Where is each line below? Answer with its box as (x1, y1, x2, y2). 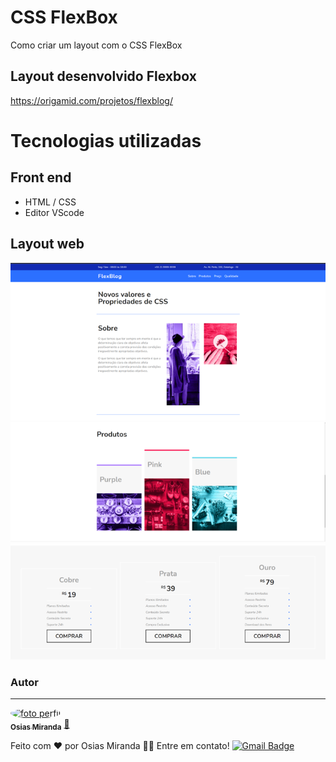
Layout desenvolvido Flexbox (10, 68, 197, 85)
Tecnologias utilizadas (10, 129, 202, 152)
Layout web (10, 236, 85, 253)
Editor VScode (24, 206, 85, 218)
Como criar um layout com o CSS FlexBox (10, 39, 183, 51)
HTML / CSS (24, 196, 77, 208)
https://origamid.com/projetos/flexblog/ (10, 94, 174, 106)
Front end (10, 169, 72, 186)
